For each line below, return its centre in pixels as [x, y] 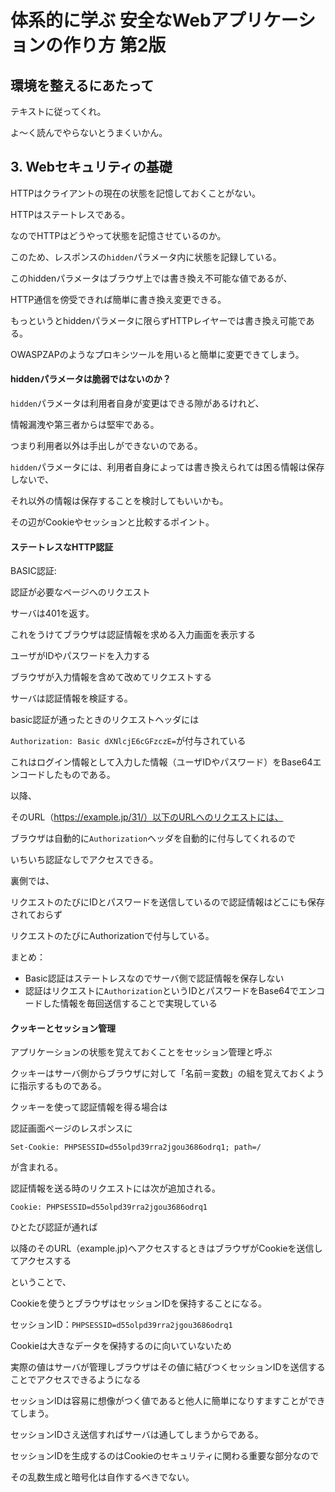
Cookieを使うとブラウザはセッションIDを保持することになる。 [139, 1303]
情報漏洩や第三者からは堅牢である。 [85, 425]
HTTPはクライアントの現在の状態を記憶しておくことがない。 [136, 193]
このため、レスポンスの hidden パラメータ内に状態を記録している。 [146, 257]
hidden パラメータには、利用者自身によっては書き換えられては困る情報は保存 [167, 467]
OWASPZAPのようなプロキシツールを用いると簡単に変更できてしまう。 [157, 354]
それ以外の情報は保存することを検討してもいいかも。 [119, 501]
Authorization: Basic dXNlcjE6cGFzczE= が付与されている [128, 741]
